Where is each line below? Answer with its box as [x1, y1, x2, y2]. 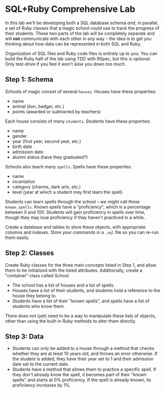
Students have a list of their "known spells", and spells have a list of [12, 298, 150, 304]
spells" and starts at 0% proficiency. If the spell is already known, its [12, 377, 151, 383]
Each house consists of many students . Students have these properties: [5, 118, 151, 124]
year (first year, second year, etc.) [12, 138, 81, 144]
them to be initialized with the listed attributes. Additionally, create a [5, 267, 143, 273]
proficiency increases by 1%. [12, 382, 71, 388]
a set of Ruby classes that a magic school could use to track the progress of [5, 25, 160, 31]
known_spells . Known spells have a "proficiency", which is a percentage [5, 204, 151, 210]
